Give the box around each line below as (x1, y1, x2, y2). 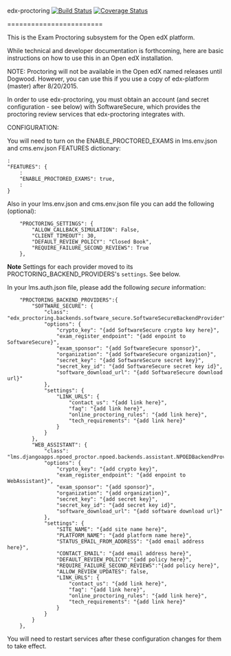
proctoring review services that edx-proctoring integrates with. (7, 110, 186, 118)
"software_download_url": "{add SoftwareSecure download (56, 369, 223, 376)
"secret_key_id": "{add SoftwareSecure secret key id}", (56, 363, 223, 370)
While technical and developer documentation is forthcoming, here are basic (7, 47, 224, 54)
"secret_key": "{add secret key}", (56, 496, 158, 503)
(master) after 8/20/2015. (7, 82, 79, 90)
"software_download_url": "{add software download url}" (56, 508, 223, 515)
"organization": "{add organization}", (56, 490, 170, 497)
